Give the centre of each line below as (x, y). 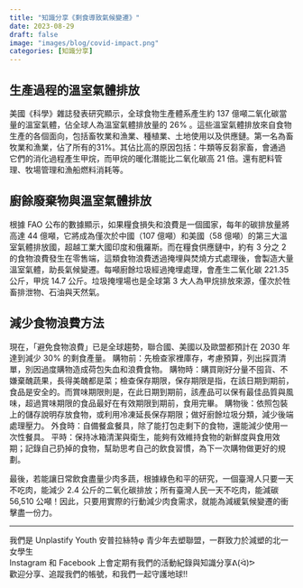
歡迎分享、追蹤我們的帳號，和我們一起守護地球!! (99, 574)
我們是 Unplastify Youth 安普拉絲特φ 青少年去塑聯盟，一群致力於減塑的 (141, 540)
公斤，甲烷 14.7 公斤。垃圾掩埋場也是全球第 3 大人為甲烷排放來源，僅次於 (146, 280)
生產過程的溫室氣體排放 (74, 90)
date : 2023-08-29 (42, 26)
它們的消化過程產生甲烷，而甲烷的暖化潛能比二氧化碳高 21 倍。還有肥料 (142, 158)
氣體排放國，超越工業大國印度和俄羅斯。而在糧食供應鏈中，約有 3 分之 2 (151, 247)
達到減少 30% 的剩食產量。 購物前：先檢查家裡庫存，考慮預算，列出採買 (144, 358)
